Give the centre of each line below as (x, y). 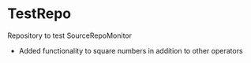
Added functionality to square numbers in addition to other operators (131, 50)
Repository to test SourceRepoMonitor (69, 35)
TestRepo (39, 14)
